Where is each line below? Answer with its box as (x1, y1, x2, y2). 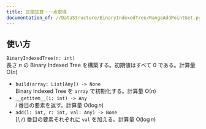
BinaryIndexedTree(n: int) (6, 56, 75, 62)
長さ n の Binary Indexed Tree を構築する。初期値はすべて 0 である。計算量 (6, 62, 196, 69)
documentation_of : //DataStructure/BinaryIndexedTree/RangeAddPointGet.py (6, 15, 202, 21)
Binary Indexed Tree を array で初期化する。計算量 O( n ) (15, 87, 156, 95)
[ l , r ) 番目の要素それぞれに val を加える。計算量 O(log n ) (15, 116, 156, 123)
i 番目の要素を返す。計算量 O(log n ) (15, 101, 104, 109)
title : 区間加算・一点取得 (6, 9, 67, 15)
